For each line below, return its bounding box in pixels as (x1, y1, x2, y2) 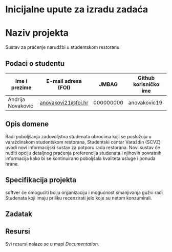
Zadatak (5, 209, 32, 218)
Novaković (8, 102, 33, 109)
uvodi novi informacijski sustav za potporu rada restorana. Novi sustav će (5, 144, 160, 150)
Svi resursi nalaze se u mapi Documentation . (5, 241, 99, 247)
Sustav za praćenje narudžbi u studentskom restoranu (5, 44, 120, 50)
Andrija (8, 96, 26, 103)
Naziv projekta (5, 27, 69, 39)
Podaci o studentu (5, 59, 65, 68)
